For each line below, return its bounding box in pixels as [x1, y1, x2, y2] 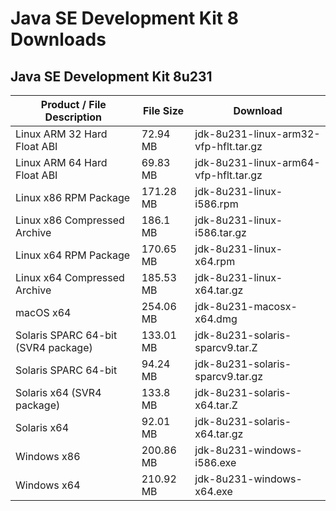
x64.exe [194, 485, 233, 498]
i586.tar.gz [194, 226, 247, 239]
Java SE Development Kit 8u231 [10, 68, 213, 85]
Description [44, 110, 103, 124]
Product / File [40, 98, 107, 111]
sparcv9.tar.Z [194, 341, 258, 354]
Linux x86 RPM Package [15, 191, 131, 204]
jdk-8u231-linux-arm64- [194, 156, 321, 169]
